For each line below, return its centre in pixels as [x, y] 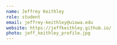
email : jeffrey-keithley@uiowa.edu [50, 22]
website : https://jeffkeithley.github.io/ [59, 28]
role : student [24, 17]
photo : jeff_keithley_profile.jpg [49, 33]
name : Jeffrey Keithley [35, 11]
